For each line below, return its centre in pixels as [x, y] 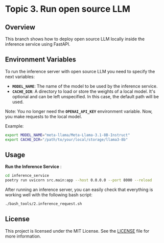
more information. [23, 236]
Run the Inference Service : [34, 167]
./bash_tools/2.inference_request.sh [44, 204]
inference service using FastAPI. [38, 44]
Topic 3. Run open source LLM [68, 9]
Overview [20, 27]
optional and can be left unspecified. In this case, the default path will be [85, 96]
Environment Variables [41, 60]
